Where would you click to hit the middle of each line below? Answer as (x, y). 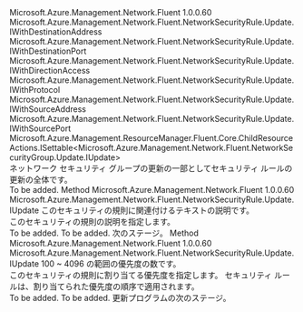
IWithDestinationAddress (56, 32)
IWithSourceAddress (48, 109)
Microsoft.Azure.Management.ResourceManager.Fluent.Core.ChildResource (151, 138)
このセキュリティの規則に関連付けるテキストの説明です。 (147, 210)
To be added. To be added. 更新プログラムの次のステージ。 (120, 298)
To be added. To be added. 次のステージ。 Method (104, 233)
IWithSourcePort (40, 128)
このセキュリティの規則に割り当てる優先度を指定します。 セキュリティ (141, 275)
